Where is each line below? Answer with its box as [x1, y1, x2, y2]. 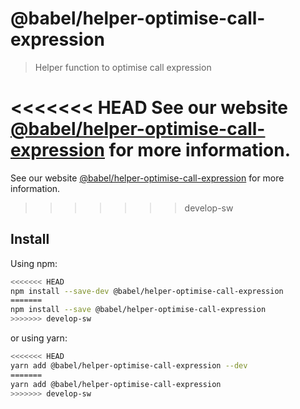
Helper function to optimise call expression [34, 61, 212, 73]
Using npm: [10, 257, 58, 269]
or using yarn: [10, 332, 68, 344]
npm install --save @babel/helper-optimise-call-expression [10, 305, 267, 315]
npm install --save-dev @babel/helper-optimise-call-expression [10, 286, 284, 296]
